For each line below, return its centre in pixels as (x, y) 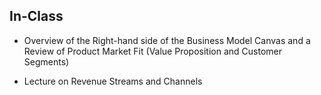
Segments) (46, 61)
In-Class (36, 16)
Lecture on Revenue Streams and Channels (113, 81)
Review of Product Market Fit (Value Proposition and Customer (152, 51)
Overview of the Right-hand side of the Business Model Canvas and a (167, 40)
